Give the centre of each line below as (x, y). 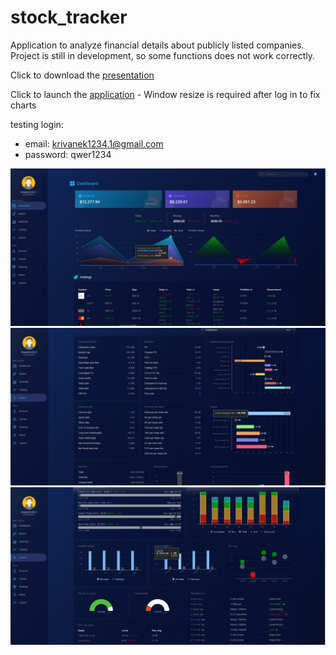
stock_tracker (69, 17)
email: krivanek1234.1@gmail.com (94, 143)
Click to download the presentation (82, 75)
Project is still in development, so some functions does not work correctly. (162, 55)
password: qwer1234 (68, 154)
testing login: (37, 124)
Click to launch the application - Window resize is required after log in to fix (165, 94)
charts (23, 105)
